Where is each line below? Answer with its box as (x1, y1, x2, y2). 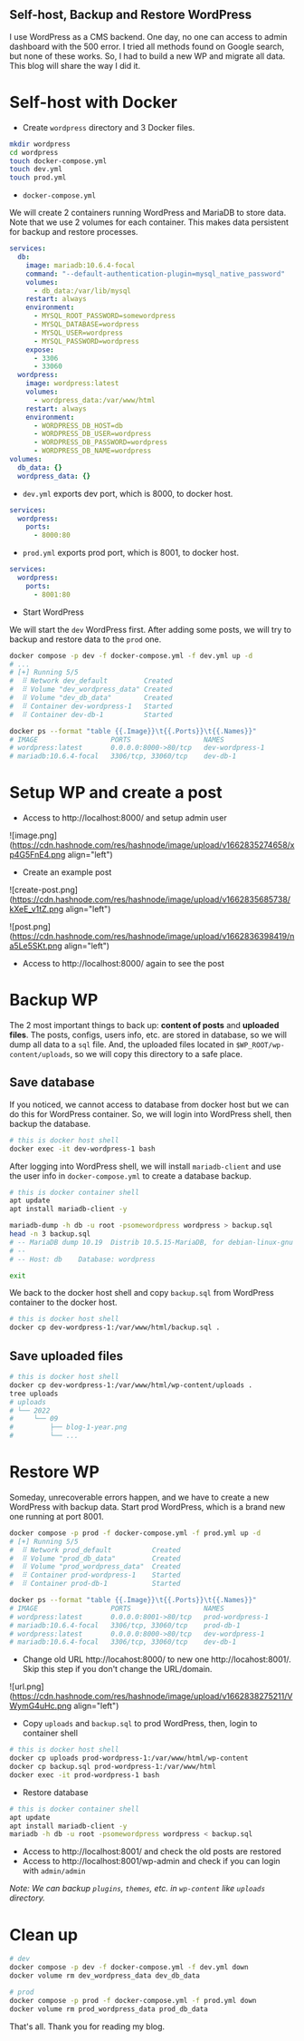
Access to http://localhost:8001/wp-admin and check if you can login (22, 1856, 280, 1867)
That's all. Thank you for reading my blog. (9, 2021, 166, 2032)
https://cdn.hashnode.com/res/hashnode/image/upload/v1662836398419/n (12, 931, 295, 942)
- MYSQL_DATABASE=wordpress (33, 320, 140, 329)
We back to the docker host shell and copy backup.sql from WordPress (9, 1288, 274, 1298)
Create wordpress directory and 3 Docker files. (22, 121, 195, 132)
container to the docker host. (9, 1297, 118, 1308)
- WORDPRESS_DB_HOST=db (33, 421, 124, 430)
